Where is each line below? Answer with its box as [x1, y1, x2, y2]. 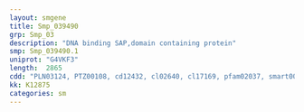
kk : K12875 [9, 80, 51, 89]
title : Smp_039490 [9, 22, 79, 31]
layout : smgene [9, 13, 67, 23]
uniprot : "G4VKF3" [9, 55, 79, 64]
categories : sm [9, 89, 67, 98]
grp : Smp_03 [9, 30, 54, 39]
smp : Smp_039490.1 [9, 47, 79, 56]
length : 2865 [9, 64, 63, 73]
